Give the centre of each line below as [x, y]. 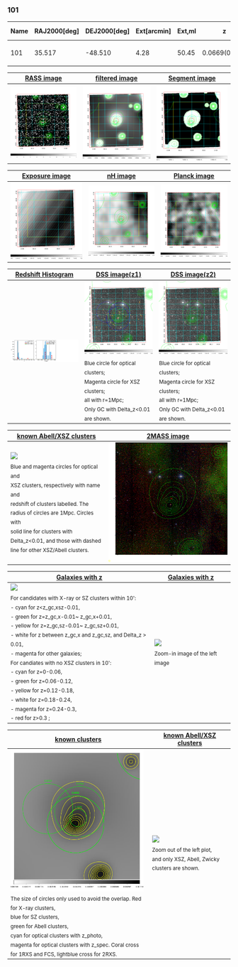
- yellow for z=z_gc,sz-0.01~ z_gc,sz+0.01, [64, 626]
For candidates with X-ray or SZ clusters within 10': [73, 598]
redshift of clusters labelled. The [50, 504]
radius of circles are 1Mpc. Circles [52, 513]
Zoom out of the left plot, [182, 850]
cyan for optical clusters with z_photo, [56, 936]
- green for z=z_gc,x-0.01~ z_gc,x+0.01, [61, 617]
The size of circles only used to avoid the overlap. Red [76, 899]
